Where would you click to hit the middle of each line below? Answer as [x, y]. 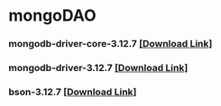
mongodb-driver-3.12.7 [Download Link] [98, 68]
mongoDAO [52, 16]
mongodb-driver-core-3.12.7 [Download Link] [110, 44]
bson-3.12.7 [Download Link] [73, 92]
